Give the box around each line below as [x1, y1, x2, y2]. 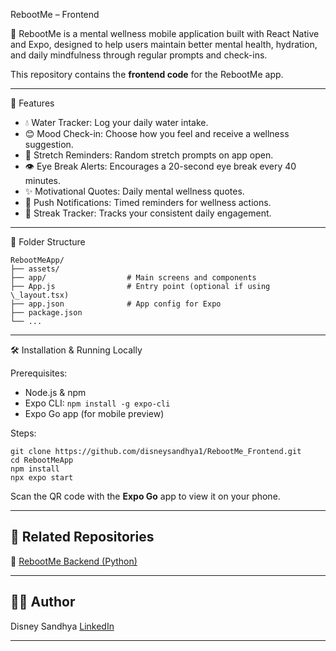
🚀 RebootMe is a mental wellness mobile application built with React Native [10, 28, 320, 39]
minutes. [24, 175, 62, 186]
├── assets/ [10, 264, 60, 274]
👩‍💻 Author [10, 594, 76, 611]
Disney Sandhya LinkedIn [10, 620, 115, 632]
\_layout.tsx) [10, 290, 70, 300]
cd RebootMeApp [10, 455, 74, 465]
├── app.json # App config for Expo [10, 299, 222, 309]
